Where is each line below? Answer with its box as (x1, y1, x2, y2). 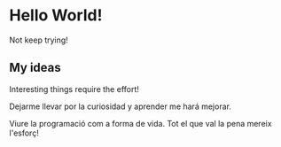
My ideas (9, 60, 61, 75)
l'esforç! (9, 128, 40, 138)
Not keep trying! (9, 35, 68, 45)
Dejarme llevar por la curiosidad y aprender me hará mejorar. (9, 101, 232, 112)
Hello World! (9, 5, 103, 26)
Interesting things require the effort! (9, 83, 140, 94)
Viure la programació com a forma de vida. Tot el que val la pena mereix (9, 118, 272, 128)
